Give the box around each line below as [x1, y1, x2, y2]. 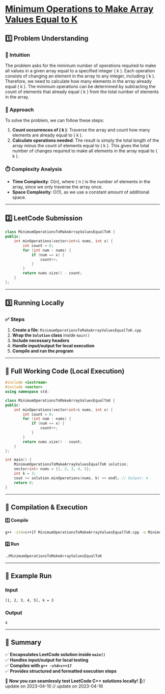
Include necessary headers [12, 337, 70, 343]
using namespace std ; [5, 389, 50, 395]
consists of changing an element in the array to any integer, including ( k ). [5, 73, 156, 79]
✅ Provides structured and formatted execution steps [5, 668, 117, 674]
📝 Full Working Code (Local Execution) [5, 367, 125, 375]
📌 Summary [5, 638, 42, 647]
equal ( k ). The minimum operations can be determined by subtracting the [5, 83, 156, 89]
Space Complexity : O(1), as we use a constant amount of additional [12, 189, 150, 195]
